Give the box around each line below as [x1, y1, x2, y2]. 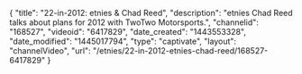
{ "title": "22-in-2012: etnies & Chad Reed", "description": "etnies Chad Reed [9, 8, 293, 18]
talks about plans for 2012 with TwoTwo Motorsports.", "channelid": [9, 17, 260, 28]
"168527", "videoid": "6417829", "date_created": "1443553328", [9, 27, 246, 37]
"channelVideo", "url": [9, 45, 92, 56]
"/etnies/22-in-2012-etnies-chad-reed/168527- [93, 45, 269, 56]
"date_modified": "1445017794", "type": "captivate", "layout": [9, 36, 237, 46]
